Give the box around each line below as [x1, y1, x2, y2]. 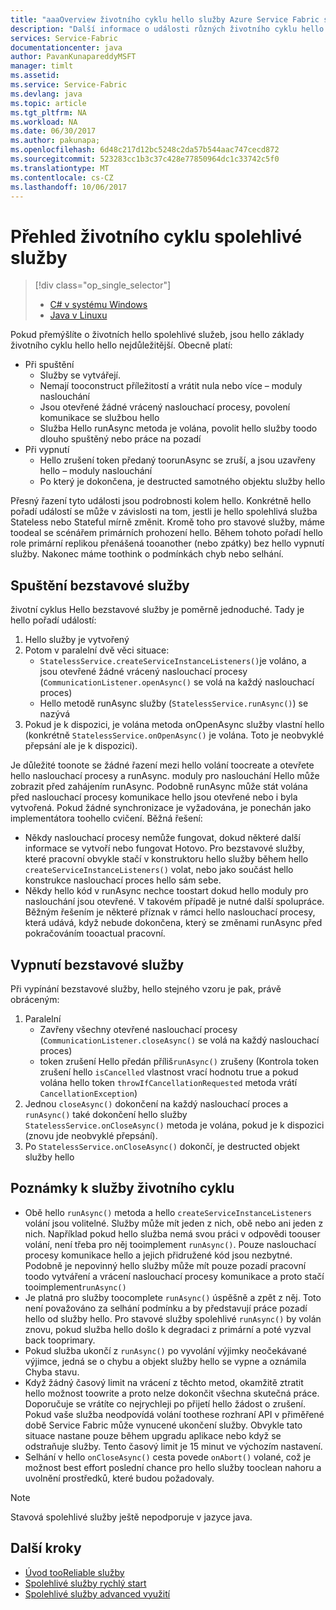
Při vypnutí [24, 444, 70, 456]
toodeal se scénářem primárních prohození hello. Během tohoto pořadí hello [10, 527, 323, 539]
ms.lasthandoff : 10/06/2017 [10, 182, 128, 192]
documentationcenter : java [10, 42, 123, 53]
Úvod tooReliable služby [24, 1566, 125, 1578]
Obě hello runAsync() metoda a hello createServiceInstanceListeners [24, 1206, 313, 1218]
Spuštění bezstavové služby [10, 577, 190, 594]
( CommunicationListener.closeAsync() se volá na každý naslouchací [39, 1034, 320, 1046]
